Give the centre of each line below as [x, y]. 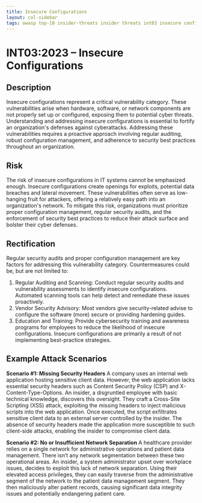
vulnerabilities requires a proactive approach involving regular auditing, [94, 134]
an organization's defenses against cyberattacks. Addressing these [90, 127]
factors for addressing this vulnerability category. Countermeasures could [98, 264]
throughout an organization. [41, 147]
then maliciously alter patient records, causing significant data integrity [94, 487]
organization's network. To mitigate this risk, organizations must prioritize [97, 206]
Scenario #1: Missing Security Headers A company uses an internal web [97, 373]
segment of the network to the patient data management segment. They [96, 481]
